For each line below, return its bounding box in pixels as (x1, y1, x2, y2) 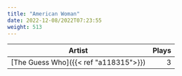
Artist (68, 46, 89, 56)
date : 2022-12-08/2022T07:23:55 (7, 17, 102, 24)
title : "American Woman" (7, 10, 80, 18)
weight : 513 (7, 23, 42, 30)
